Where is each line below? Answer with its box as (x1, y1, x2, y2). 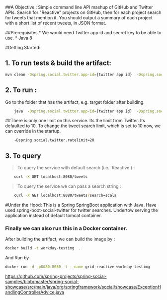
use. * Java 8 (5, 35, 32, 41)
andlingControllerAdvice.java (5, 289, 65, 295)
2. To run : (5, 86, 37, 94)
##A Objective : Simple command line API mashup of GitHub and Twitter (5, 4, 153, 10)
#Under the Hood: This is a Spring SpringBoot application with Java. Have (5, 202, 157, 208)
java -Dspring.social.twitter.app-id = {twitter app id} (14, 109, 133, 114)
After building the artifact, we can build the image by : (5, 236, 115, 242)
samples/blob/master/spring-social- (5, 278, 79, 285)
